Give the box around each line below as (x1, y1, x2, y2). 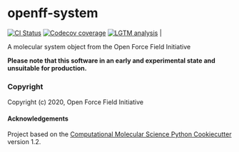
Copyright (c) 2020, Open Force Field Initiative (7, 98, 144, 106)
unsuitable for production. (7, 64, 87, 72)
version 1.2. (7, 138, 41, 146)
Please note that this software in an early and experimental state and (7, 56, 215, 65)
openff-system (7, 5, 98, 21)
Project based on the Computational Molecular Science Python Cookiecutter (7, 130, 232, 138)
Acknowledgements (7, 114, 69, 123)
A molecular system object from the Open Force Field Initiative (7, 42, 191, 51)
